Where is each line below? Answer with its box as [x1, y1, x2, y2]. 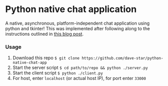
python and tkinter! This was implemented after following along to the [5, 25, 150, 31]
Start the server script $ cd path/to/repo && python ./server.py [12, 64, 148, 71]
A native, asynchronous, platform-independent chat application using [5, 20, 150, 26]
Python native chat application [5, 4, 137, 15]
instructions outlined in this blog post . [5, 31, 84, 37]
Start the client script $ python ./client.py [12, 70, 103, 76]
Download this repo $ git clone [12, 55, 80, 61]
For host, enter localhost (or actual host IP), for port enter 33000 [12, 75, 146, 81]
